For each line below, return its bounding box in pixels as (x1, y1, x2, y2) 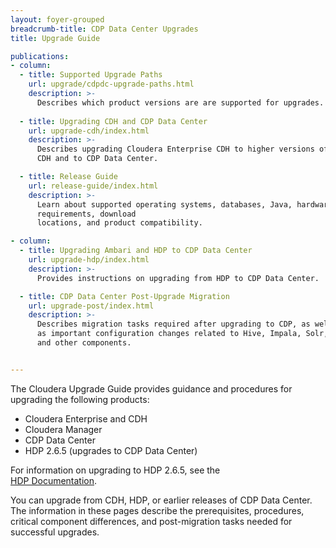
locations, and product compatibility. (36, 218, 203, 228)
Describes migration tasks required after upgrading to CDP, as (36, 319, 311, 330)
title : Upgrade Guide (10, 33, 101, 43)
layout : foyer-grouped (10, 14, 105, 25)
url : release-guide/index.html (28, 181, 159, 191)
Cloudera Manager (24, 423, 103, 435)
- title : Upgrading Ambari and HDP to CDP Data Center (19, 246, 253, 256)
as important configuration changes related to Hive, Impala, (36, 329, 302, 339)
